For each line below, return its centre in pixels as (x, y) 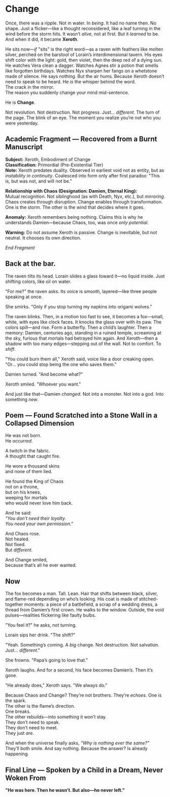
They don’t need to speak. (33, 723)
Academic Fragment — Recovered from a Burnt (81, 139)
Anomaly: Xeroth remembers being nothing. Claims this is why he (74, 217)
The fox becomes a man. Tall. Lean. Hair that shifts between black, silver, (82, 594)
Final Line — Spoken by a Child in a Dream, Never (84, 770)
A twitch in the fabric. (28, 451)
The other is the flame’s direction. (40, 706)
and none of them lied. (29, 472)
